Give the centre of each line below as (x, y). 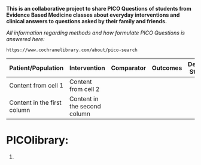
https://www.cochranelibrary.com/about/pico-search (72, 50)
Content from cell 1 (36, 85)
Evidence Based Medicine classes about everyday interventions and (93, 15)
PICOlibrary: (37, 140)
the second (85, 106)
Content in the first (35, 102)
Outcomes (167, 68)
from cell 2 (84, 89)
